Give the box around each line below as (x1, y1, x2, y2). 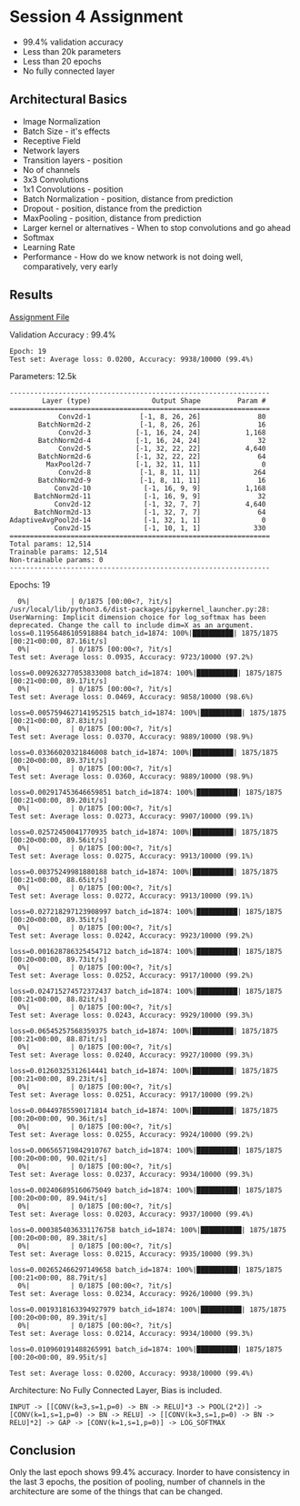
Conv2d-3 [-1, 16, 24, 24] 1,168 (57, 427, 266, 437)
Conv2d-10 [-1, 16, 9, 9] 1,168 (54, 484, 266, 493)
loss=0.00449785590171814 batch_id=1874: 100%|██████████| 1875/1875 (9, 1106, 279, 1115)
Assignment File (9, 311, 70, 322)
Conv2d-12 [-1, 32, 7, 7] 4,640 (54, 499, 266, 508)
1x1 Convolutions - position (22, 184, 124, 195)
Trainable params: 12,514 (9, 547, 107, 557)
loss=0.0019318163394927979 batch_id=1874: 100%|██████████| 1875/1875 (9, 1305, 286, 1314)
